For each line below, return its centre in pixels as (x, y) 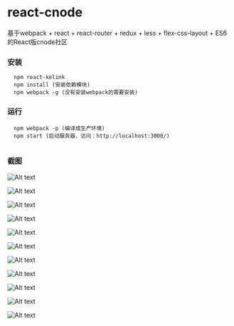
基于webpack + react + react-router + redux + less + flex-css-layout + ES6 (117, 33)
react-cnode (45, 12)
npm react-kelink (39, 78)
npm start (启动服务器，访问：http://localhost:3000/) (92, 136)
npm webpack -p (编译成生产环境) (59, 128)
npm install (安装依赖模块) (52, 85)
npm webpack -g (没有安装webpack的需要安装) (76, 93)
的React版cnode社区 (37, 42)
